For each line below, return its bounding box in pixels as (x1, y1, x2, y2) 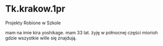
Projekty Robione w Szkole (5, 20, 61, 26)
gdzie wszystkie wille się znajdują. (5, 35, 77, 41)
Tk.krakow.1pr (5, 3, 66, 15)
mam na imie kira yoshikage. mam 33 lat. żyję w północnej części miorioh (5, 29, 158, 35)
